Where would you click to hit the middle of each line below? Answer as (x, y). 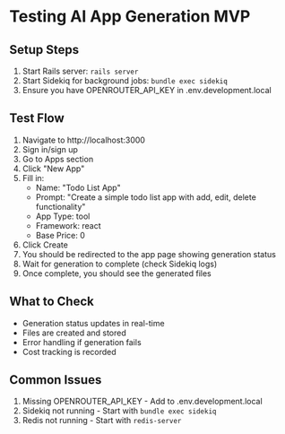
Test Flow (37, 118)
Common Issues (56, 380)
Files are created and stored (74, 333)
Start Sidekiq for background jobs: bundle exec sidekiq (125, 81)
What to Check (52, 302)
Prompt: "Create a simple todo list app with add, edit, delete (146, 197)
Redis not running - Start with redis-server (102, 421)
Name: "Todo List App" (78, 187)
